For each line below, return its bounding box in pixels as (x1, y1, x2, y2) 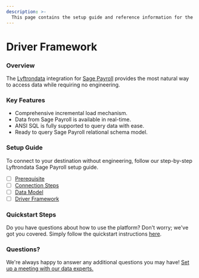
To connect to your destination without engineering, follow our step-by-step (6, 157, 192, 164)
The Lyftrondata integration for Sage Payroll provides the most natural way (6, 75, 189, 82)
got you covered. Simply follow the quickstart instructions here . (6, 230, 162, 237)
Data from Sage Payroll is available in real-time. (14, 116, 131, 123)
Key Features (6, 96, 46, 104)
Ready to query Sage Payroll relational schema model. (14, 129, 148, 136)
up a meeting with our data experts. (6, 265, 94, 272)
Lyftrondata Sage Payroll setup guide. (6, 163, 98, 171)
